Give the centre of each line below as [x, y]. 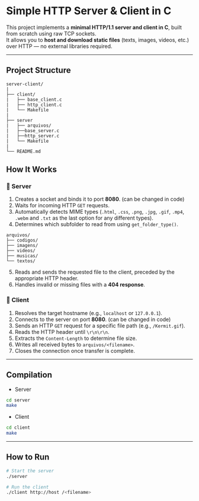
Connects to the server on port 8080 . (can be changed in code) [93, 319]
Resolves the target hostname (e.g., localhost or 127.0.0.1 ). [89, 313]
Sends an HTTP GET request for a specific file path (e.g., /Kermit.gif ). [100, 325]
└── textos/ [21, 261]
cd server [18, 400]
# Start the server [30, 471]
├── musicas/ [22, 256]
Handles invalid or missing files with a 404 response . [80, 285]
